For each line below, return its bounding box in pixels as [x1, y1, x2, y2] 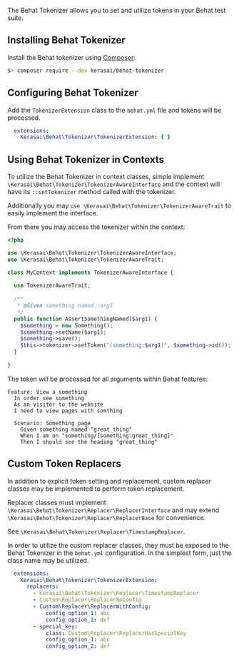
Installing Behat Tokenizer [7, 34, 126, 46]
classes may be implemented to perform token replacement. [7, 484, 185, 493]
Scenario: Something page [14, 419, 91, 427]
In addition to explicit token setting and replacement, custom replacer [7, 477, 212, 485]
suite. [7, 14, 24, 22]
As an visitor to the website [14, 401, 103, 408]
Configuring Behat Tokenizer [7, 87, 138, 99]
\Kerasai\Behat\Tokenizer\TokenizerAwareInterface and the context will [7, 180, 220, 188]
